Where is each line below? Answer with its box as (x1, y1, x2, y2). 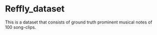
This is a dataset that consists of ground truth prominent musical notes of (5, 19, 153, 25)
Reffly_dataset (5, 3, 65, 14)
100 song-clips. (5, 24, 37, 30)
